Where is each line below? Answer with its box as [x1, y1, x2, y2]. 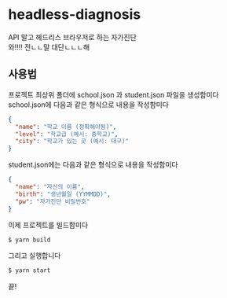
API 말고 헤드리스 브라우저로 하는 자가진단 [8, 32, 137, 42]
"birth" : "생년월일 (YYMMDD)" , [15, 190, 112, 198]
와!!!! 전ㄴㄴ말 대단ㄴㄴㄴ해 [8, 42, 90, 52]
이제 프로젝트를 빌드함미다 [8, 220, 89, 230]
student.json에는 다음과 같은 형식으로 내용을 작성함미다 [8, 160, 178, 170]
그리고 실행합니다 [8, 251, 61, 260]
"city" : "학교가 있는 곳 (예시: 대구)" [15, 138, 130, 145]
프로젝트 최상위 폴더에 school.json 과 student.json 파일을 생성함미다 [8, 90, 219, 99]
